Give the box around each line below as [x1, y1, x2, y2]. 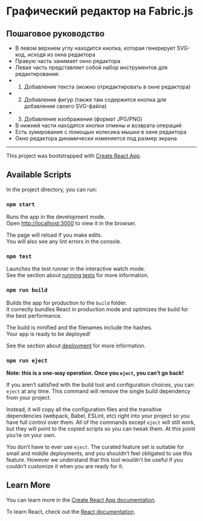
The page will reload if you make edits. [6, 232, 103, 239]
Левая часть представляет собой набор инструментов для [14, 64, 168, 71]
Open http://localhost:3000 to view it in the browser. [6, 220, 137, 227]
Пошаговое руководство [6, 29, 105, 39]
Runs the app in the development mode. [6, 213, 106, 221]
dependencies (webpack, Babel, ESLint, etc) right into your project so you [6, 412, 190, 419]
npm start [6, 201, 35, 207]
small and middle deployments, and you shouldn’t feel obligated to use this [6, 450, 192, 457]
